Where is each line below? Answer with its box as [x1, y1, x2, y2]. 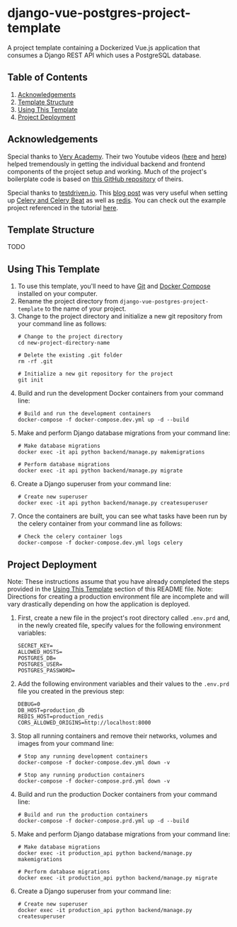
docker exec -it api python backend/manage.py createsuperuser [17, 500, 209, 507]
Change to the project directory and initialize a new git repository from [17, 312, 223, 321]
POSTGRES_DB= [17, 655, 57, 662]
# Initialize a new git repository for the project [17, 370, 173, 378]
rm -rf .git [17, 358, 53, 365]
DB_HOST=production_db [17, 707, 85, 714]
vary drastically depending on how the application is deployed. [7, 600, 190, 608]
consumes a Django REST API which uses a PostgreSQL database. [7, 51, 202, 59]
